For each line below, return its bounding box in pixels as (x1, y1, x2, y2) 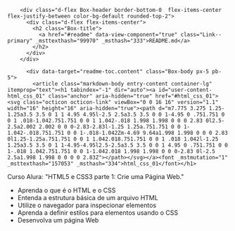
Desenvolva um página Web (17, 216, 99, 224)
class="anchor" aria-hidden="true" (48, 93, 153, 100)
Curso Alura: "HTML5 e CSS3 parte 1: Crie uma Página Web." (7, 173, 184, 180)
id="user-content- (158, 86, 212, 93)
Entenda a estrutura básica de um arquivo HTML (17, 194, 158, 202)
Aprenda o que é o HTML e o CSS (17, 186, 116, 194)
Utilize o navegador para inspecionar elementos (17, 201, 157, 209)
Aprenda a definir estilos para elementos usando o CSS (17, 209, 178, 217)
